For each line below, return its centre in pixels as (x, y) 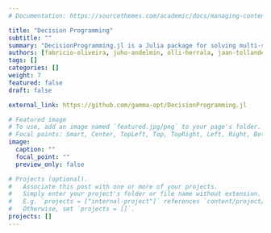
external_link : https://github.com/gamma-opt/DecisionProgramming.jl (128, 105)
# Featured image (38, 119)
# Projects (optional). (48, 179)
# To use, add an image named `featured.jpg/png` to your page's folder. (135, 127)
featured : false (35, 83)
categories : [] (34, 68)
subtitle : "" (30, 38)
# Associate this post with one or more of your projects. (113, 186)
